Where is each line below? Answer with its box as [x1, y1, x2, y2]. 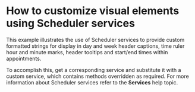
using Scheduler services [6, 17, 136, 30]
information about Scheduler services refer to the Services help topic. [6, 78, 178, 86]
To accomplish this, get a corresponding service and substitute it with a [6, 66, 181, 73]
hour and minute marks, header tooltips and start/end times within [6, 48, 168, 55]
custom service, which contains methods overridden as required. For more [6, 73, 189, 80]
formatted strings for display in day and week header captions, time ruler [6, 42, 185, 50]
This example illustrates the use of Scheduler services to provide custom [6, 36, 185, 43]
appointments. [6, 55, 42, 62]
